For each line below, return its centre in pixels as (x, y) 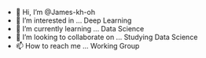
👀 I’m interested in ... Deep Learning (74, 20)
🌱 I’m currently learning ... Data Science (80, 29)
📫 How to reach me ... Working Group (77, 46)
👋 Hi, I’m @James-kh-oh (55, 12)
